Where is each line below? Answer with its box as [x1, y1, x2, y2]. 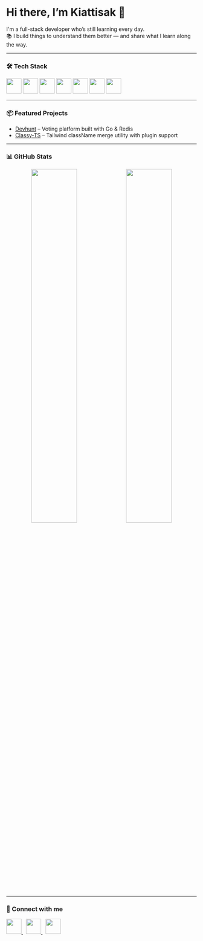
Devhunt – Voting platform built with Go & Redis [14, 125, 134, 132]
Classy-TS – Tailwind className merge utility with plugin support [14, 131, 178, 138]
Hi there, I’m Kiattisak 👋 [6, 5, 126, 19]
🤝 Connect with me [6, 905, 63, 913]
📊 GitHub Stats [6, 152, 53, 161]
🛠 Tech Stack [6, 62, 48, 70]
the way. [6, 40, 28, 48]
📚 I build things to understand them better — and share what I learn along [6, 32, 192, 39]
